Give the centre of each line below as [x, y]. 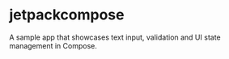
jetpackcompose [67, 15]
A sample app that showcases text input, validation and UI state [115, 37]
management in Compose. [53, 45]
